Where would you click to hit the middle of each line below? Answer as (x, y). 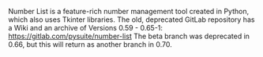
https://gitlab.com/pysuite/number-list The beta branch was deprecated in (129, 36)
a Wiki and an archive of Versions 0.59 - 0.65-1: (86, 28)
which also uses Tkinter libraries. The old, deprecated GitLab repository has (131, 20)
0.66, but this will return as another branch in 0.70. (90, 45)
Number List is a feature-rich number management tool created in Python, (129, 11)
